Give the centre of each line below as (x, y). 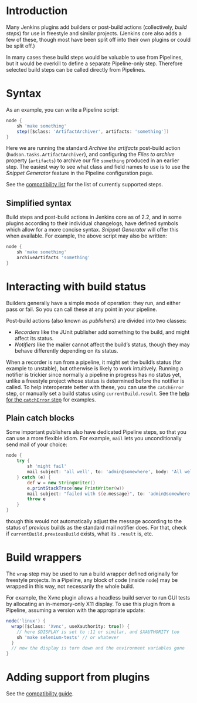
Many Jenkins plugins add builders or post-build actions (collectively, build (96, 27)
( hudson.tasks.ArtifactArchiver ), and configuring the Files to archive (90, 155)
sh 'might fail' (47, 466)
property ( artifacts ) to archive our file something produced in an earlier (93, 160)
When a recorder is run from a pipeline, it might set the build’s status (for (94, 362)
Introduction (37, 11)
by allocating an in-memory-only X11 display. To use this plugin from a (91, 604)
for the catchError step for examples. (51, 399)
